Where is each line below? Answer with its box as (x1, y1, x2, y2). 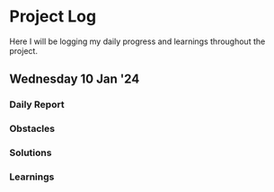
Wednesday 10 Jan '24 (9, 72, 140, 87)
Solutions (9, 146, 52, 159)
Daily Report (9, 99, 65, 111)
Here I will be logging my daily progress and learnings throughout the (9, 36, 266, 47)
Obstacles (9, 123, 56, 135)
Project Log (9, 6, 97, 27)
